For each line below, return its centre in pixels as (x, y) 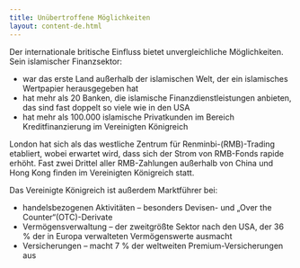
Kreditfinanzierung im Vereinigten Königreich (105, 126)
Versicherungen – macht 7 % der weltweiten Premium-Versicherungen (153, 246)
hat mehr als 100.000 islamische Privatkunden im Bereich (128, 117)
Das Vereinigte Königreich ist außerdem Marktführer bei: (114, 190)
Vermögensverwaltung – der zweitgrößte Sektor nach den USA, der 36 (153, 227)
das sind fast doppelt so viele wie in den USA (106, 107)
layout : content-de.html (56, 26)
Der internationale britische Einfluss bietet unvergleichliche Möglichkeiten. (146, 51)
